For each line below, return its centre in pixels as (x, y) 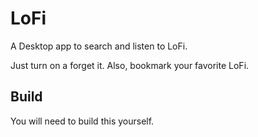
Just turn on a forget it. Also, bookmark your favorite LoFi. (130, 65)
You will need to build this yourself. (82, 121)
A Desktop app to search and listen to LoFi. (99, 46)
